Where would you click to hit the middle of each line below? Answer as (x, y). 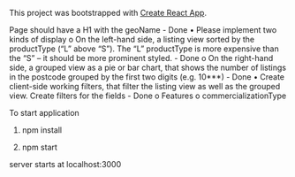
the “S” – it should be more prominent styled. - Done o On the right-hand (141, 58)
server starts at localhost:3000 (65, 164)
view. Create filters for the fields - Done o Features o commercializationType (148, 96)
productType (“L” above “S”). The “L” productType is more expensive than (144, 49)
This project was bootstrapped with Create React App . (108, 13)
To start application (44, 113)
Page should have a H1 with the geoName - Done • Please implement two (143, 30)
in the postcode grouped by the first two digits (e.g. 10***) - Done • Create (147, 77)
